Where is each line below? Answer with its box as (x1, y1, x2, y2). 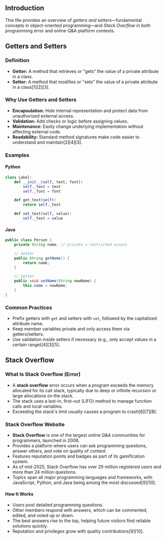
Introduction (5, 4, 45, 12)
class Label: (5, 175, 32, 180)
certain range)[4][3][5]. (12, 342, 60, 348)
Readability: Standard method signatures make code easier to (12, 134, 140, 140)
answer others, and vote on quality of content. (12, 448, 107, 454)
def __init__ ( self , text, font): (14, 180, 83, 184)
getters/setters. (12, 331, 44, 337)
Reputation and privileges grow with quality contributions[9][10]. (12, 528, 144, 535)
